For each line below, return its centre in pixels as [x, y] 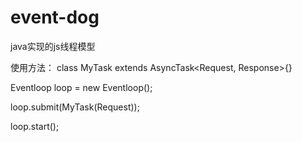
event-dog [55, 17]
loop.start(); [35, 126]
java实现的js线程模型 [53, 46]
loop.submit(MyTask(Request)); [75, 107]
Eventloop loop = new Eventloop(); [81, 87]
